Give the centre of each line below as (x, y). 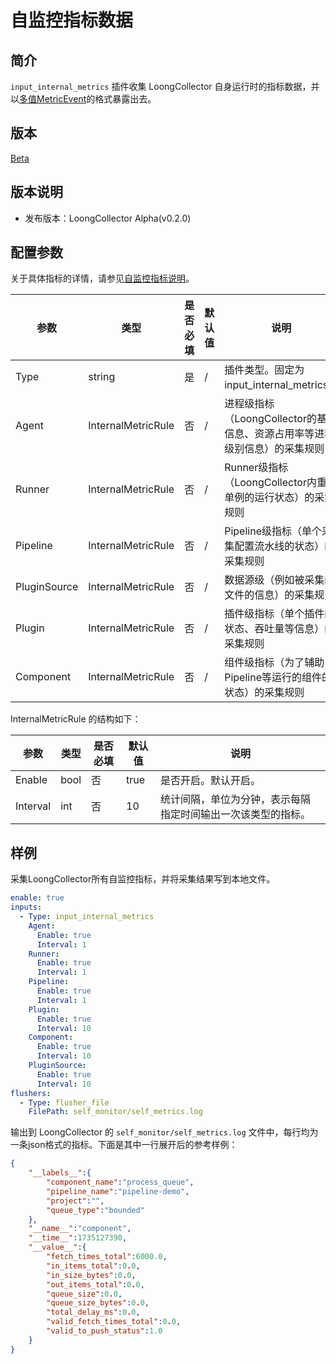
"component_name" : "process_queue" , (120, 1182)
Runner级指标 (256, 468)
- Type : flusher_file (64, 1102)
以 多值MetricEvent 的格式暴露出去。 (83, 99)
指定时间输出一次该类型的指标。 (236, 814)
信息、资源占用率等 (269, 434)
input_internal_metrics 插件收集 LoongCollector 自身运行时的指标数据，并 (165, 86)
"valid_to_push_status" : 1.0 (104, 1331)
